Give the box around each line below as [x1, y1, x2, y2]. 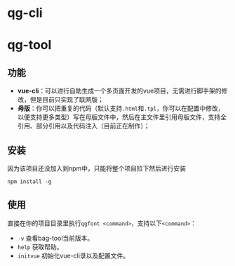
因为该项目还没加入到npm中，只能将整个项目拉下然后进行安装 [7, 164, 187, 173]
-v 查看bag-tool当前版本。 [17, 234, 94, 242]
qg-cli [7, 5, 43, 21]
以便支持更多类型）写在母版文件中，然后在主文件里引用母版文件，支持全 [17, 113, 227, 121]
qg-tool [7, 37, 52, 53]
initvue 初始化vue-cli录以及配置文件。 [17, 251, 130, 260]
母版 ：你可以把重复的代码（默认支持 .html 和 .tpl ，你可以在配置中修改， [17, 104, 224, 113]
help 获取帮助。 [17, 242, 63, 251]
